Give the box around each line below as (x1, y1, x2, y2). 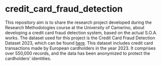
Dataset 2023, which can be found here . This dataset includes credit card (5, 40, 153, 46)
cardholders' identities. (5, 55, 52, 61)
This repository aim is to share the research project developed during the (5, 19, 152, 25)
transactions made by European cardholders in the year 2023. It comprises (5, 45, 156, 51)
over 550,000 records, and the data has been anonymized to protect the (5, 50, 150, 56)
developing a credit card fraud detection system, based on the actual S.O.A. (5, 30, 158, 35)
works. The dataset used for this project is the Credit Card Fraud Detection (5, 35, 155, 41)
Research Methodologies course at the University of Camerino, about (5, 24, 145, 30)
